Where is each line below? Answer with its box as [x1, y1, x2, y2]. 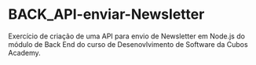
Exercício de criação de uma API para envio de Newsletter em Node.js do [8, 31, 246, 41]
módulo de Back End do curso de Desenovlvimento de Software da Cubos [8, 39, 249, 49]
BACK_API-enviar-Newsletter [8, 5, 205, 23]
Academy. [8, 48, 41, 57]
